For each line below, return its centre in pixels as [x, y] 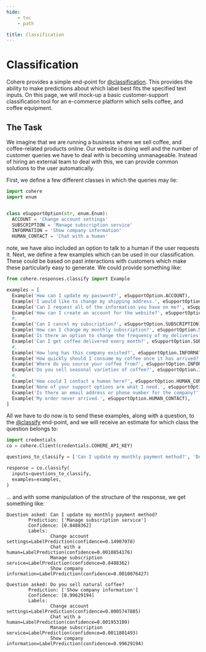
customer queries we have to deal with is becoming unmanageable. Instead [102, 155]
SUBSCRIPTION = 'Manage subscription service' [72, 225]
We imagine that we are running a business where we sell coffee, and [94, 142]
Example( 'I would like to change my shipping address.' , [86, 301]
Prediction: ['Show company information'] [83, 590]
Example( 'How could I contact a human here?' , [72, 381]
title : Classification [35, 34]
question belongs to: [32, 429]
